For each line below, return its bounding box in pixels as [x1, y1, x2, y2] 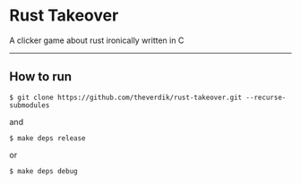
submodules [9, 100, 50, 110]
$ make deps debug [9, 166, 78, 175]
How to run [9, 69, 73, 85]
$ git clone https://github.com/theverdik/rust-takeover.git [9, 93, 243, 102]
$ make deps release [9, 133, 87, 143]
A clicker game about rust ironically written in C [9, 35, 185, 46]
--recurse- [245, 93, 287, 102]
